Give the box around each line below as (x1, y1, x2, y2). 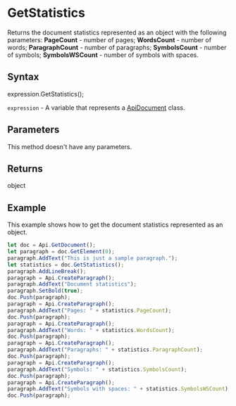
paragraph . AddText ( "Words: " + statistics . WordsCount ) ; (7, 326, 175, 334)
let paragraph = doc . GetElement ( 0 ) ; (7, 248, 115, 255)
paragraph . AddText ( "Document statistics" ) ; (7, 281, 137, 288)
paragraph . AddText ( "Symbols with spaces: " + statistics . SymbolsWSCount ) (7, 386, 229, 393)
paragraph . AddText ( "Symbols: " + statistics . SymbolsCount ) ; (7, 366, 188, 373)
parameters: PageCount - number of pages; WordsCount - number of (7, 35, 212, 44)
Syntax (7, 71, 39, 83)
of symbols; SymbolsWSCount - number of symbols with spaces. (7, 51, 199, 59)
